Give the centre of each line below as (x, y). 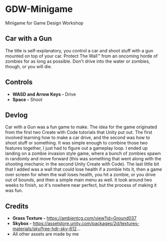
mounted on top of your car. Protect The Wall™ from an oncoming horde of (82, 56)
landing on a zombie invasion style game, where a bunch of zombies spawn (83, 153)
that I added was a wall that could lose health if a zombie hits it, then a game (83, 169)
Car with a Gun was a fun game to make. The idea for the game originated (81, 127)
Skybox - (22, 224)
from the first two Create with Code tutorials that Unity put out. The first (79, 132)
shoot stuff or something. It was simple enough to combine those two (77, 143)
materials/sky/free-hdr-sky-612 (44, 229)
